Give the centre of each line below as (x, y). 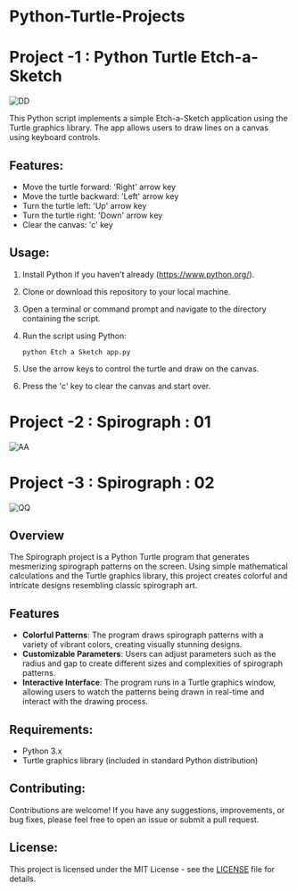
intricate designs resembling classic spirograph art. (103, 586)
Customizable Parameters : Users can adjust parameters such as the (149, 654)
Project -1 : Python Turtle (103, 58)
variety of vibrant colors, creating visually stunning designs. (132, 645)
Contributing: (48, 789)
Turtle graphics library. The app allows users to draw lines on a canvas (139, 128)
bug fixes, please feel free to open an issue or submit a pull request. (134, 820)
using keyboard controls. (55, 137)
